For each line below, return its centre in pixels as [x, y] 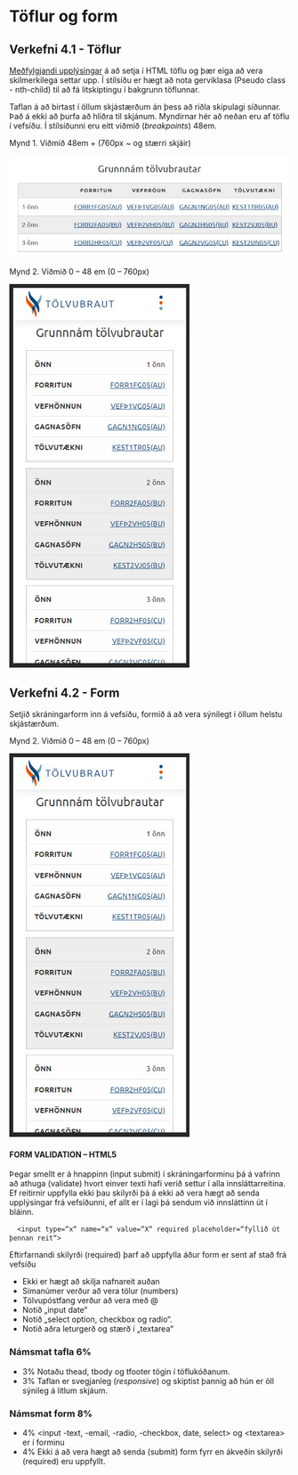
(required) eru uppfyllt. [64, 1462]
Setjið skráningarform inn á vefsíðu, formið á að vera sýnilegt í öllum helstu [146, 714]
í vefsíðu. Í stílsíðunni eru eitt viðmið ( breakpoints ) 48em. [113, 126]
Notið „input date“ [55, 1310]
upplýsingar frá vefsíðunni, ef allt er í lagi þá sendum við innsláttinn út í [139, 1202]
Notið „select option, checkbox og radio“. [97, 1319]
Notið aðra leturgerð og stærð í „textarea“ [97, 1329]
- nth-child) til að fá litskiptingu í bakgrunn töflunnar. [105, 90]
